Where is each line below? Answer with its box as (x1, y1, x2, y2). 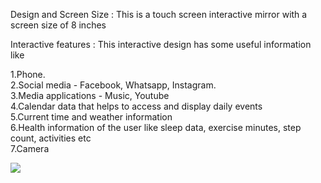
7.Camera (10, 143, 50, 154)
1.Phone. (10, 69, 46, 80)
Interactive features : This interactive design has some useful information (10, 39, 312, 50)
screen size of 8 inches (10, 19, 107, 31)
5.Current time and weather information (10, 111, 173, 123)
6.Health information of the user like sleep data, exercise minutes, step (10, 122, 302, 133)
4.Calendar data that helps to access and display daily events (10, 100, 263, 112)
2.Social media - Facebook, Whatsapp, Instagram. (10, 79, 217, 91)
